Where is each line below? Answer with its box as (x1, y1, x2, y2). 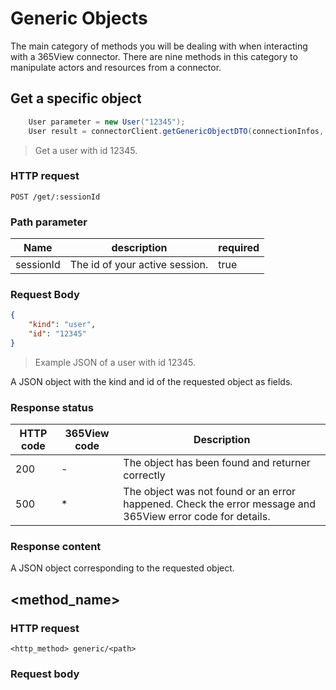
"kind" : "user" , (28, 320, 97, 330)
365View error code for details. (123, 510, 271, 524)
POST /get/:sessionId (10, 192, 101, 202)
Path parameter (10, 215, 88, 229)
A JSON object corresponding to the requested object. (10, 562, 235, 574)
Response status (10, 400, 94, 414)
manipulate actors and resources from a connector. (10, 61, 222, 73)
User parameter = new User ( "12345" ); (28, 117, 186, 127)
